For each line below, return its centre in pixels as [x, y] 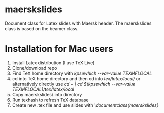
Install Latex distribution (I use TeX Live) [53, 63]
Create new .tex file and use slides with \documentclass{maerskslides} [85, 105]
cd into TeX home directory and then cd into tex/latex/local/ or [76, 78]
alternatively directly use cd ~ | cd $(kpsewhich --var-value [74, 84]
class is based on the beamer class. [42, 28]
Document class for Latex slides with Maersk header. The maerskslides [78, 23]
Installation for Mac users [59, 49]
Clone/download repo [35, 68]
